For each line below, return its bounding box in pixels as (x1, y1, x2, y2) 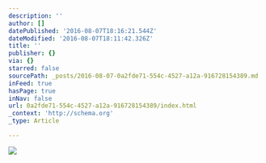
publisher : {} (8, 49, 57, 57)
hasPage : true (8, 86, 57, 95)
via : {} (8, 57, 35, 65)
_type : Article (8, 117, 60, 125)
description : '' (8, 11, 63, 20)
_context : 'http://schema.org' (8, 110, 114, 118)
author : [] (8, 19, 45, 27)
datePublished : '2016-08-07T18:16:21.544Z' (8, 27, 158, 35)
